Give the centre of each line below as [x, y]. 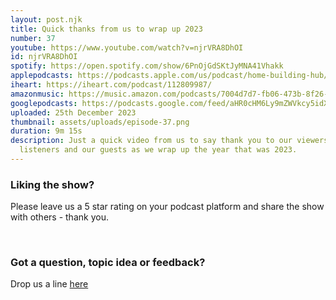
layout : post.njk [46, 19]
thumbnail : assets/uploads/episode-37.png [100, 122]
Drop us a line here [49, 284]
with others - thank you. [59, 217]
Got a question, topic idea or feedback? [108, 263]
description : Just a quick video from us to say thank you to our [151, 141]
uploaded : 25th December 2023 [73, 112]
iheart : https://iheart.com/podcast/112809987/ [111, 85]
